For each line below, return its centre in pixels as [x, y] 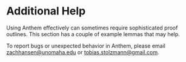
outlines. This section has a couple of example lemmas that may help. [93, 34]
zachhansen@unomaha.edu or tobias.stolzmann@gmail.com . [83, 52]
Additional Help [46, 11]
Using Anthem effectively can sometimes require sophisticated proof [92, 28]
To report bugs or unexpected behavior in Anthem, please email [86, 46]
